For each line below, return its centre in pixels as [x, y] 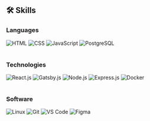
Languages [23, 30]
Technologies [26, 64]
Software [20, 99]
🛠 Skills [21, 10]
